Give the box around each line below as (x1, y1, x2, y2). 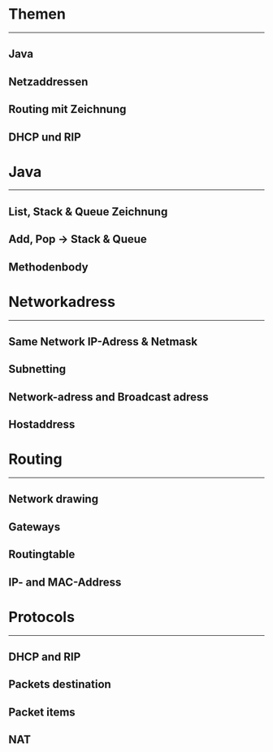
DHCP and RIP (8, 650, 81, 663)
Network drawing (8, 492, 99, 506)
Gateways (8, 520, 61, 534)
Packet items (8, 705, 76, 719)
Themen (8, 5, 67, 24)
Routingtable (8, 547, 76, 561)
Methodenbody (8, 260, 89, 274)
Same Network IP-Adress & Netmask (8, 335, 197, 348)
